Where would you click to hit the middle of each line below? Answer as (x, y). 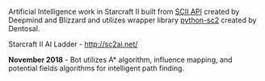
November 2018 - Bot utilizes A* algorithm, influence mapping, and (120, 60)
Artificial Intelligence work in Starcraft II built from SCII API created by (124, 12)
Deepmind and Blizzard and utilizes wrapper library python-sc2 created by (132, 20)
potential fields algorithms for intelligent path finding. (96, 68)
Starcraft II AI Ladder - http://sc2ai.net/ (73, 44)
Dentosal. (24, 28)
